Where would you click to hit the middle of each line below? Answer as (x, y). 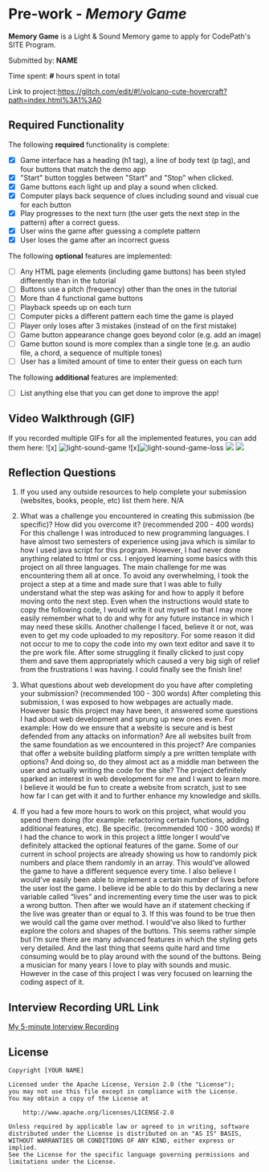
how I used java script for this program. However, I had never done (130, 550)
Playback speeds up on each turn (75, 307)
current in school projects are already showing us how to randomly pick (139, 854)
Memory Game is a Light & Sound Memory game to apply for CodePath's (130, 36)
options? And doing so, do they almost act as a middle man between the (139, 762)
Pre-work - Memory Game (98, 14)
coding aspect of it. (52, 982)
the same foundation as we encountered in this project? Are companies (138, 745)
